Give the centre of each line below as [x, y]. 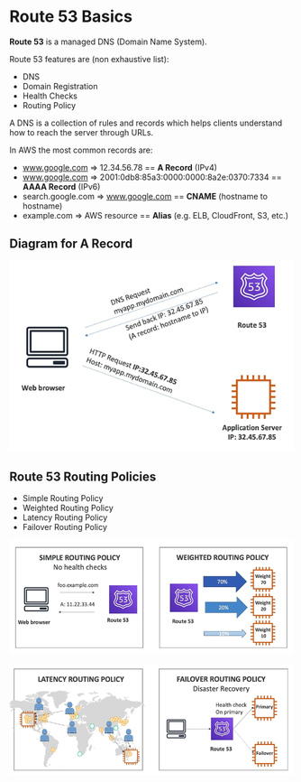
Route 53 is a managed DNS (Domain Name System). [108, 42]
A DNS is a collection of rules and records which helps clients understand [146, 123]
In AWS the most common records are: [81, 150]
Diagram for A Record [71, 244]
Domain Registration [60, 86]
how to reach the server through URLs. [82, 132]
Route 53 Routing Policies [83, 476]
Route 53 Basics [71, 17]
